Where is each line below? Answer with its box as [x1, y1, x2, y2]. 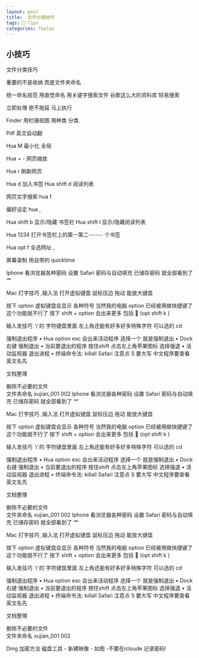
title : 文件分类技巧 [6, 14, 55, 20]
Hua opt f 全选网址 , [6, 244, 55, 251]
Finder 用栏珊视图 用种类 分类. [6, 117, 81, 124]
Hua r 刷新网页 [6, 168, 42, 175]
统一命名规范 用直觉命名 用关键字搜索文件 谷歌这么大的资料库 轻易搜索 [6, 91, 180, 99]
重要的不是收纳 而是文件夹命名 [6, 79, 81, 86]
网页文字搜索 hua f [6, 193, 52, 200]
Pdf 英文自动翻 [6, 130, 43, 137]
